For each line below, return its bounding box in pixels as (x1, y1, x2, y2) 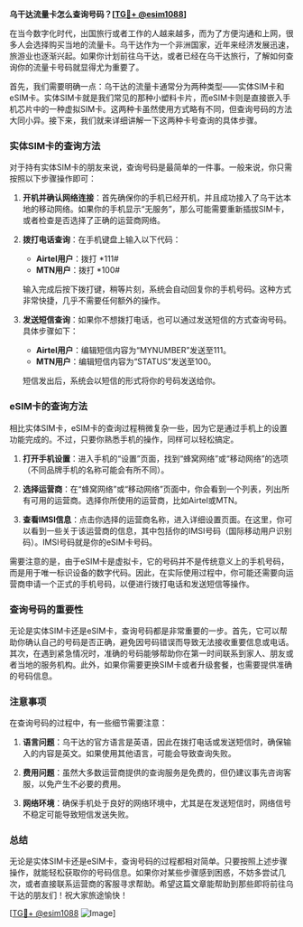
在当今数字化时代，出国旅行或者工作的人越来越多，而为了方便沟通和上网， (9, 28, 286, 39)
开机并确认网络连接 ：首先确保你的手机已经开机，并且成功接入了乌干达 (22, 192, 284, 203)
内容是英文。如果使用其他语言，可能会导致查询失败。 (38, 748, 236, 759)
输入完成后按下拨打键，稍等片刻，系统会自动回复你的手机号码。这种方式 (22, 284, 291, 295)
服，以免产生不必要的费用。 (22, 779, 126, 790)
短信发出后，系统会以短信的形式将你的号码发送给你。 (22, 375, 221, 387)
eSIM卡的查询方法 (9, 400, 88, 413)
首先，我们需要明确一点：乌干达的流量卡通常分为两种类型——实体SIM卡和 (9, 81, 285, 91)
